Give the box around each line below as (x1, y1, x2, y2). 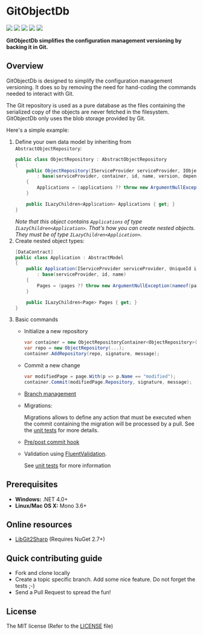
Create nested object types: (14, 237, 85, 244)
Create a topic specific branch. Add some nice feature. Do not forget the (14, 576, 196, 583)
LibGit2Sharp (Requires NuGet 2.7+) (14, 535, 106, 543)
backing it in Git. (6, 43, 48, 50)
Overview (6, 61, 44, 71)
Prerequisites (6, 480, 58, 490)
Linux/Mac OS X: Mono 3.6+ (14, 502, 88, 509)
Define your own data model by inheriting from (14, 138, 132, 145)
